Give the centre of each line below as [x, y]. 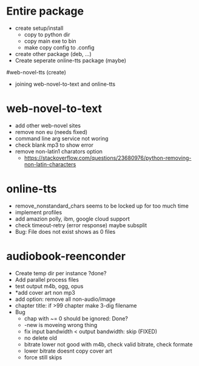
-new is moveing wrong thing [61, 325]
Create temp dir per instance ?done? [61, 273]
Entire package [45, 11]
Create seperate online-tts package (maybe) [70, 60]
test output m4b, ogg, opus [49, 286]
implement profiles [39, 212]
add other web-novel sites [48, 125]
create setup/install [39, 28]
